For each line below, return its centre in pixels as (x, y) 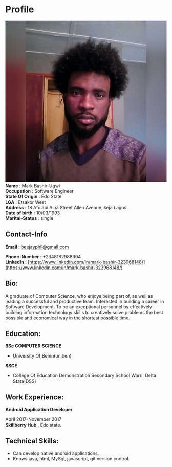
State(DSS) (25, 381)
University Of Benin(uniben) (42, 356)
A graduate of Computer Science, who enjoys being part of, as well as (79, 296)
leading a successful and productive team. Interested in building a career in (85, 301)
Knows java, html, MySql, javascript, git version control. (71, 459)
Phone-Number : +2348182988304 (43, 256)
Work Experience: (35, 397)
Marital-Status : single (29, 218)
